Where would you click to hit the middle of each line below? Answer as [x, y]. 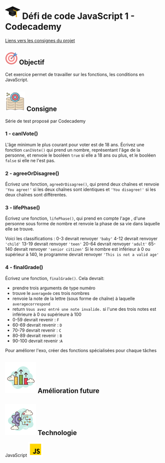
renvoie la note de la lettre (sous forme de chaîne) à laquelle [74, 298]
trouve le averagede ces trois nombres [51, 293]
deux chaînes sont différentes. [36, 195]
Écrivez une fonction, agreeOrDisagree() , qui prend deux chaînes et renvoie [82, 184]
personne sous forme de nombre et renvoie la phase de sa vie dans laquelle [82, 224]
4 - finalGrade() [24, 268]
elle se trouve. [20, 229]
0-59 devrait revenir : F [36, 319]
